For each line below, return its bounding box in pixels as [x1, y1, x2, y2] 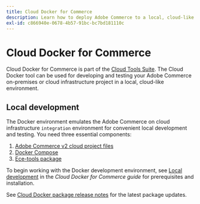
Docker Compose [14, 149, 59, 156]
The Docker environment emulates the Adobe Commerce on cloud [6, 118, 170, 125]
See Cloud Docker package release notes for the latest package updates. [6, 191, 187, 199]
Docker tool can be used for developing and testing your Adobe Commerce [6, 72, 192, 79]
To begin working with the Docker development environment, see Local [6, 167, 183, 174]
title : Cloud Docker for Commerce [6, 8, 93, 15]
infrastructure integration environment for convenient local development [6, 124, 187, 132]
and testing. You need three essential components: [6, 131, 132, 138]
